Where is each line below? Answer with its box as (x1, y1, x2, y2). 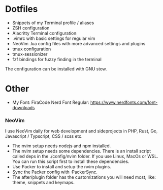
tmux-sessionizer (12, 51, 48, 57)
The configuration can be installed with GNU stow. (5, 65, 107, 72)
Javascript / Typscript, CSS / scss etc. (5, 133, 83, 139)
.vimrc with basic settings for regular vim (12, 35, 95, 41)
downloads (12, 104, 35, 110)
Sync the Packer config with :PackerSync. (12, 169, 98, 175)
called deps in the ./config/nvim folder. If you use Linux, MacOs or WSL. (12, 154, 159, 159)
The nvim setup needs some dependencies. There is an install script (12, 148, 151, 154)
